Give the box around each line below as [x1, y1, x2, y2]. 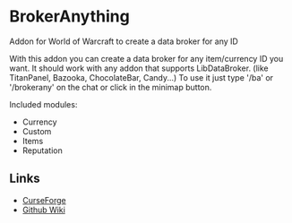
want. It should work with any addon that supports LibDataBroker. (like [9, 63, 269, 73]
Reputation [21, 145, 63, 156]
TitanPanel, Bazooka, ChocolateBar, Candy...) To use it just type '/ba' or [9, 72, 274, 82]
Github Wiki [21, 204, 65, 215]
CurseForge [21, 194, 67, 205]
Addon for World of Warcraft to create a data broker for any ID [9, 36, 239, 47]
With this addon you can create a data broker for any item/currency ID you [9, 53, 284, 64]
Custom [21, 125, 52, 136]
